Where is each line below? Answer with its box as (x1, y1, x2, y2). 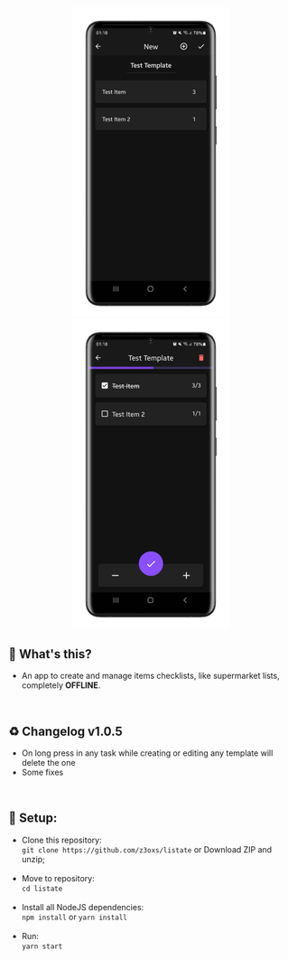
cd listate (21, 884, 63, 893)
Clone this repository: (21, 834, 102, 845)
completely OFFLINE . (21, 680, 101, 691)
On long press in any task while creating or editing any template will (21, 748, 274, 758)
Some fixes (21, 767, 64, 778)
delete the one (21, 758, 76, 768)
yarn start (21, 942, 63, 951)
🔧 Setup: (8, 811, 58, 826)
